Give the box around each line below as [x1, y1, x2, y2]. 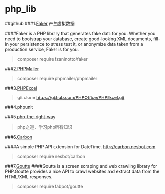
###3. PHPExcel [5, 85, 37, 91]
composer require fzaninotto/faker [17, 56, 88, 62]
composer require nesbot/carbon [17, 153, 85, 159]
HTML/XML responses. [5, 173, 53, 180]
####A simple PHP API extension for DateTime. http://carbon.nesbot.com [5, 143, 156, 150]
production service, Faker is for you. [5, 46, 79, 52]
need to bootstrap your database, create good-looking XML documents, [5, 36, 152, 42]
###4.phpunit [5, 104, 33, 110]
